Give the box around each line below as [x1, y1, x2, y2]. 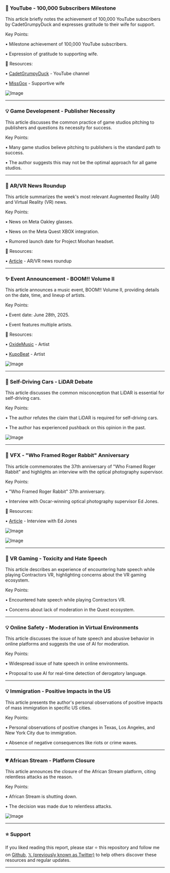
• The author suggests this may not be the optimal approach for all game [5, 159, 157, 165]
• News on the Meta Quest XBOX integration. [5, 228, 100, 235]
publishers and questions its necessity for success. [5, 124, 112, 131]
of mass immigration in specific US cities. [5, 704, 92, 711]
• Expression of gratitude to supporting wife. [5, 51, 99, 57]
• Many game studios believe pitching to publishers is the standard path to [5, 144, 161, 150]
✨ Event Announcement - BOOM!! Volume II [5, 275, 115, 282]
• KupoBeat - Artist [5, 351, 46, 357]
